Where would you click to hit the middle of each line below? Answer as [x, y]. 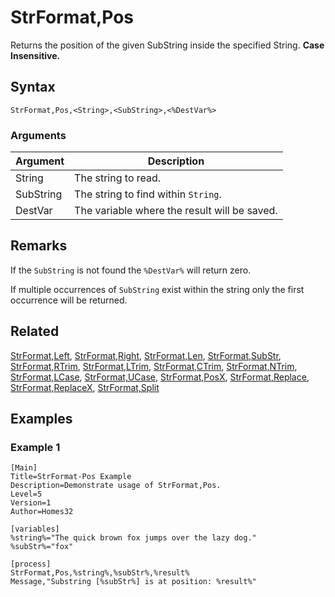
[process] [31, 564]
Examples [41, 419]
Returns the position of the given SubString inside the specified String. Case [167, 45]
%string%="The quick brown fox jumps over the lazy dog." [133, 538]
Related [35, 331]
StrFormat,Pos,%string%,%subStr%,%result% [100, 573]
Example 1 [35, 447]
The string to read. [118, 178]
